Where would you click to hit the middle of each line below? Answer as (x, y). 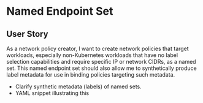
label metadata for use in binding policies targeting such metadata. (91, 74)
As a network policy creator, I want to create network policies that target (98, 48)
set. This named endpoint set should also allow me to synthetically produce (102, 68)
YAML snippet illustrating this (52, 93)
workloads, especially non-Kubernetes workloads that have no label (92, 55)
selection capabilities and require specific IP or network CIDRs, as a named (101, 62)
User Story (27, 34)
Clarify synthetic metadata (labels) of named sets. (79, 86)
